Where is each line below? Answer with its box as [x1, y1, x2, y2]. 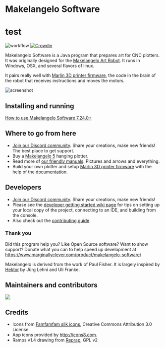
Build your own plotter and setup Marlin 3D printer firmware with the [12, 163, 152, 169]
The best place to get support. [12, 147, 75, 153]
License [12, 327, 29, 333]
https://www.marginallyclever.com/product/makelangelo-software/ [5, 252, 142, 258]
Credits [5, 308, 29, 317]
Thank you [5, 230, 31, 237]
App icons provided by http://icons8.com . [12, 332, 98, 338]
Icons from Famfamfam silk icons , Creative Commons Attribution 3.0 [12, 321, 152, 327]
